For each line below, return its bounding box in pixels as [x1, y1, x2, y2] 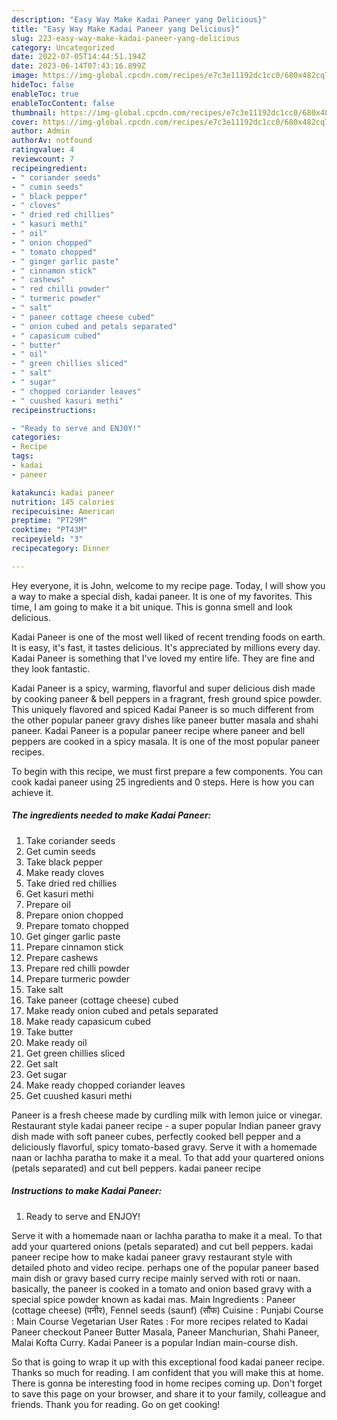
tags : [11, 451, 34, 461]
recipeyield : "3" [11, 534, 84, 545]
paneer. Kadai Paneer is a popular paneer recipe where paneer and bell [11, 724, 306, 736]
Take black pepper [25, 856, 103, 868]
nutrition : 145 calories [11, 497, 115, 507]
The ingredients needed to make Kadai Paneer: [11, 809, 212, 821]
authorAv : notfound [11, 136, 93, 146]
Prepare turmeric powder [25, 972, 131, 985]
